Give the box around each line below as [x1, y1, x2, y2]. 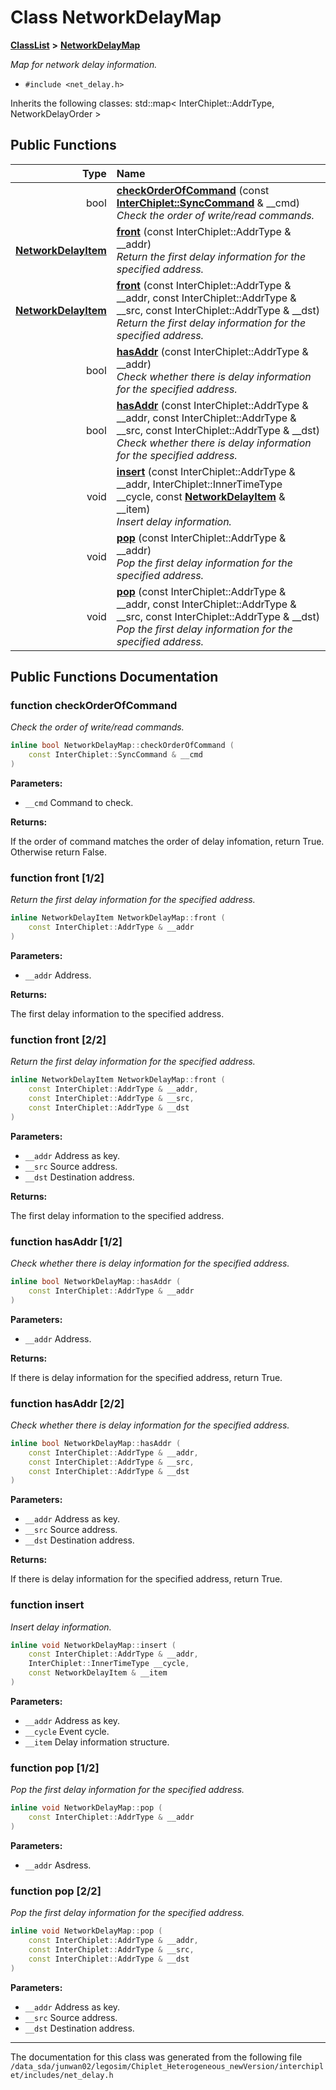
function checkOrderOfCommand [10, 699, 178, 713]
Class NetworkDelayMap [10, 6, 222, 29]
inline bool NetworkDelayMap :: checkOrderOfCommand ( [10, 741, 235, 751]
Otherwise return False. [10, 846, 107, 858]
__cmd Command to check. [24, 797, 134, 809]
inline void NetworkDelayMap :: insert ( [10, 1640, 177, 1650]
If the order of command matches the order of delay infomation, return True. [10, 836, 325, 848]
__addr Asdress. [24, 1859, 92, 1871]
